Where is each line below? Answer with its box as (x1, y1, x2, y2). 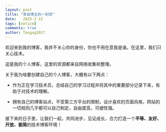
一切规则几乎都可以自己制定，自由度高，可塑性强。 (12, 105, 117, 111)
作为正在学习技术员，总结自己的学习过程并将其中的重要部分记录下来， (12, 82, 156, 88)
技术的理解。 (25, 88, 52, 94)
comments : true (5, 26, 37, 31)
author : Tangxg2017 (5, 30, 46, 35)
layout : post (5, 7, 32, 12)
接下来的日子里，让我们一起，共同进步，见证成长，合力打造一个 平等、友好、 (5, 116, 162, 121)
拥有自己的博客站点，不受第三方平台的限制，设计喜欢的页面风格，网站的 (12, 99, 160, 104)
